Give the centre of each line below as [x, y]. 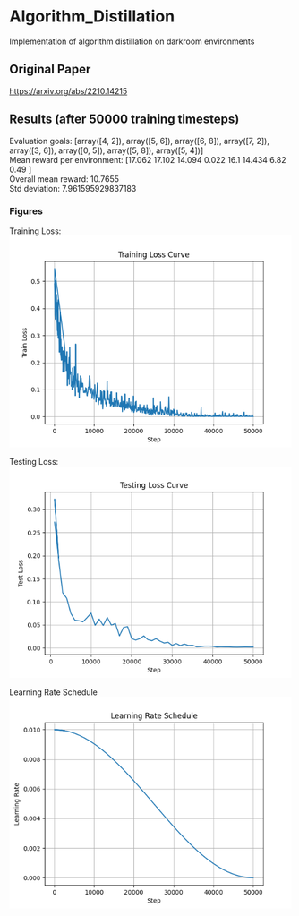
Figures [26, 211]
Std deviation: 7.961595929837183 [73, 188]
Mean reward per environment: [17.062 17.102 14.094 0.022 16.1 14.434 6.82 [148, 159]
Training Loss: [35, 231]
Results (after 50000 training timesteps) [124, 120]
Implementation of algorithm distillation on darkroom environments [132, 41]
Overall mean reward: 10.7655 [64, 179]
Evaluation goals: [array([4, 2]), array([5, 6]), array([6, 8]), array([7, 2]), [140, 141]
